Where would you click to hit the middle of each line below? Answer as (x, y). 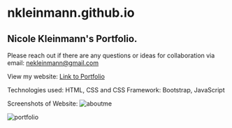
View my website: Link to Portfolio (56, 76)
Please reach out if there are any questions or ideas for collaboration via (111, 55)
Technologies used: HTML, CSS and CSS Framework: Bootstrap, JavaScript (116, 90)
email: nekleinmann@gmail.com (53, 63)
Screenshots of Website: (43, 104)
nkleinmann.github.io (71, 13)
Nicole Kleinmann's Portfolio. (72, 39)
